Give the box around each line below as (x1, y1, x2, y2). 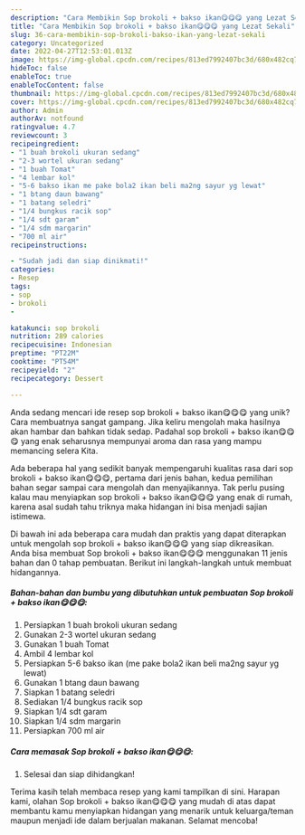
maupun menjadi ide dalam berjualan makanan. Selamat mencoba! (10, 815, 259, 826)
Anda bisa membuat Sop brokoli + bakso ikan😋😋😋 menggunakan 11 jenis (10, 547, 288, 558)
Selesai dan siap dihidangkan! (23, 769, 135, 780)
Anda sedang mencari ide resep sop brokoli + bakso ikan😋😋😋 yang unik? (10, 406, 291, 417)
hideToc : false (10, 64, 68, 73)
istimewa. (10, 510, 46, 521)
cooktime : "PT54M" (10, 357, 80, 366)
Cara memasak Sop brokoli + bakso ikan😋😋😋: (10, 746, 194, 757)
